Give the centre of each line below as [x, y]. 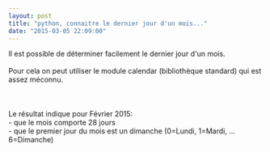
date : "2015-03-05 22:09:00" [57, 31]
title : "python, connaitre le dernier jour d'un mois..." [108, 23]
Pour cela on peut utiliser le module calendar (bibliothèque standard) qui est [135, 71]
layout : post [30, 16]
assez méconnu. [36, 80]
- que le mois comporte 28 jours [62, 123]
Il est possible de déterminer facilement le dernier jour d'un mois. [117, 54]
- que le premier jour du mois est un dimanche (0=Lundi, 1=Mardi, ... [122, 131]
